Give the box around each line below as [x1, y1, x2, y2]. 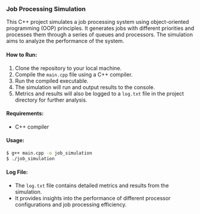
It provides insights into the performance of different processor [14, 194, 171, 201]
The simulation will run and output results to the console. [14, 83, 155, 91]
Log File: [6, 169, 28, 176]
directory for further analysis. [14, 96, 88, 103]
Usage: [6, 137, 25, 144]
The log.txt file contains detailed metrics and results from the [14, 182, 169, 189]
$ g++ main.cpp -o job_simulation [6, 150, 93, 156]
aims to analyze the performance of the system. [6, 38, 125, 45]
